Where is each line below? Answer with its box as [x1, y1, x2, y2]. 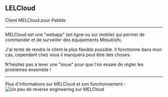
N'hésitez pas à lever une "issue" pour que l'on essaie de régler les [5, 61, 143, 67]
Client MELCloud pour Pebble [5, 17, 66, 23]
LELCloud [5, 4, 36, 12]
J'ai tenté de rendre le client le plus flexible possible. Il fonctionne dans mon [5, 46, 162, 52]
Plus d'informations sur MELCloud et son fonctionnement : [5, 81, 125, 87]
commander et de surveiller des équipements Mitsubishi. [5, 37, 122, 43]
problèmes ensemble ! [5, 67, 51, 73]
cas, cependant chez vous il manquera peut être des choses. [5, 52, 131, 58]
